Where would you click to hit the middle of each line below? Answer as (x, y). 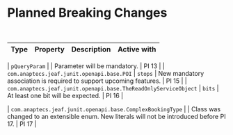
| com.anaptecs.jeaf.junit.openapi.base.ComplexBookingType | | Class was (114, 109)
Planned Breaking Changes (87, 13)
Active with (137, 49)
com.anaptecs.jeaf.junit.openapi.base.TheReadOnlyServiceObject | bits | (113, 88)
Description (91, 49)
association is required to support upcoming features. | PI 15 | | (97, 81)
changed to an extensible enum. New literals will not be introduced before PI (116, 116)
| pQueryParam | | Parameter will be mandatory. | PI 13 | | (86, 66)
